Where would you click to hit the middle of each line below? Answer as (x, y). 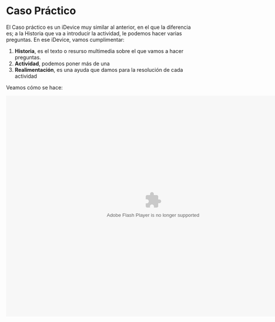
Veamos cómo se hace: (34, 87)
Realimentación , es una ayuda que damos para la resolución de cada (99, 69)
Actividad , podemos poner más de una (62, 64)
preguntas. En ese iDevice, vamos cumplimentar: (65, 39)
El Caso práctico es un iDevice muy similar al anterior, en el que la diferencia (98, 27)
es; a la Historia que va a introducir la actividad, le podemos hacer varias (94, 33)
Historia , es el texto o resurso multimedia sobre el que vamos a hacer (99, 51)
